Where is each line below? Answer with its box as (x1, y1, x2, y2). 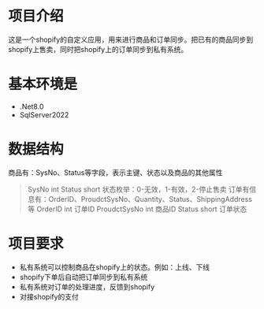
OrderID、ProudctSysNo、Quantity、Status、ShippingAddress (48, 194, 252, 203)
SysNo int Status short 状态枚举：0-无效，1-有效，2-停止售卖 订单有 (27, 184, 250, 194)
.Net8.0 (19, 102, 44, 111)
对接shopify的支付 (19, 292, 79, 301)
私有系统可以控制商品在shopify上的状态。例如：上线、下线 (19, 262, 210, 272)
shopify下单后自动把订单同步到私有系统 (19, 272, 148, 281)
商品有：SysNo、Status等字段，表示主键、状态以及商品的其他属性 (8, 167, 223, 177)
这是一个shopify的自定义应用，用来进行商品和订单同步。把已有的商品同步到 (8, 35, 254, 44)
